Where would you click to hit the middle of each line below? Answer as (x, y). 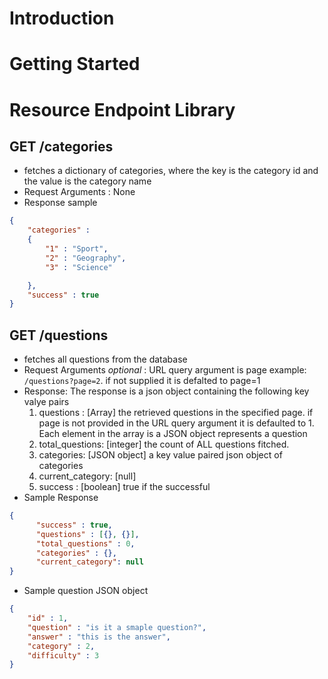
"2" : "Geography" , (86, 258)
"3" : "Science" (79, 267)
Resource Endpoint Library (122, 109)
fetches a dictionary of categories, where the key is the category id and (171, 171)
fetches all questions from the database (105, 359)
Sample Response (61, 498)
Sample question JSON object (86, 591)
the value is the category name (87, 181)
